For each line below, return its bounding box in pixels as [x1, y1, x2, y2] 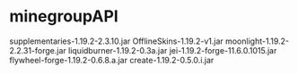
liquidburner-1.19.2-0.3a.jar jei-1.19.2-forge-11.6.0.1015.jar [67, 45, 277, 55]
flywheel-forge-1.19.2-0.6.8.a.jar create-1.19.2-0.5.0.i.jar [9, 54, 215, 65]
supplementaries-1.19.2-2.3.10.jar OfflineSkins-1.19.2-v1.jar [9, 36, 224, 46]
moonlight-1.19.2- [224, 36, 290, 46]
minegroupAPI [9, 6, 118, 27]
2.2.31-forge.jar [9, 45, 67, 55]
